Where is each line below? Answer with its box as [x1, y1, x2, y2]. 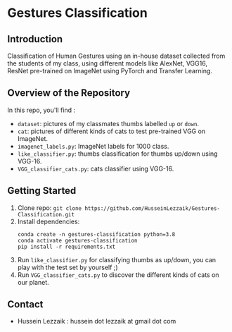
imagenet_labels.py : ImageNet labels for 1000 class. [17, 142, 169, 150]
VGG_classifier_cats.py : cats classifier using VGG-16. [17, 164, 174, 173]
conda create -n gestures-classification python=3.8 [17, 230, 176, 238]
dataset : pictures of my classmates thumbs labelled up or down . [17, 119, 200, 128]
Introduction [7, 33, 63, 45]
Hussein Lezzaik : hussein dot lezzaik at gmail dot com [17, 317, 176, 326]
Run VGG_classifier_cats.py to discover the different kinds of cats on [17, 270, 219, 279]
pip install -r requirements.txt [17, 243, 116, 250]
